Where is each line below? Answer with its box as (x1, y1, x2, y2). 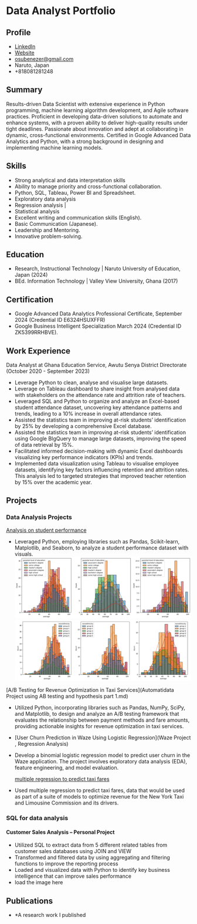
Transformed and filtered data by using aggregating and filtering (14, 854, 170, 861)
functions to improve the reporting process (14, 860, 118, 867)
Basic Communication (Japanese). (14, 220, 98, 227)
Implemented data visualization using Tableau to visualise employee (14, 460, 179, 467)
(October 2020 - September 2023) (6, 368, 90, 375)
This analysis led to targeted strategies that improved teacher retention (14, 473, 186, 480)
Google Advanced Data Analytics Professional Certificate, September (14, 310, 182, 317)
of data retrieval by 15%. (14, 441, 74, 449)
